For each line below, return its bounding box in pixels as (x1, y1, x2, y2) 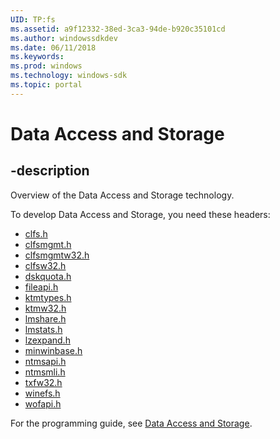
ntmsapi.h (24, 355, 67, 367)
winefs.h (24, 387, 61, 399)
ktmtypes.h (24, 291, 72, 303)
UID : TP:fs (10, 14, 56, 25)
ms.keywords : (10, 52, 65, 62)
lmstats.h (24, 323, 63, 335)
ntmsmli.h (24, 366, 66, 378)
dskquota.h (24, 270, 72, 282)
